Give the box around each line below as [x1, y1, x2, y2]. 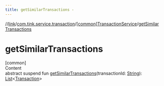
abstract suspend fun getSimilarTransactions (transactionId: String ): [5, 70, 142, 76]
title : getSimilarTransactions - [5, 7, 74, 12]
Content [5, 65, 22, 71]
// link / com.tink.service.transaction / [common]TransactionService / [5, 21, 139, 27]
